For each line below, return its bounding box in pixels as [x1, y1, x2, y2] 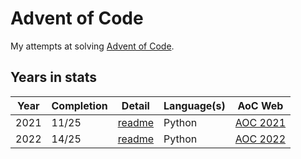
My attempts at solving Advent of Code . [10, 40, 175, 52]
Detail [121, 98, 150, 112]
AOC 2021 [234, 115, 287, 129]
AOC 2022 [234, 132, 287, 146]
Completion [51, 98, 108, 112]
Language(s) [163, 98, 226, 112]
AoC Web [237, 98, 284, 112]
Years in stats [10, 69, 98, 86]
